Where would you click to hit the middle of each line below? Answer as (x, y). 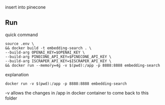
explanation (17, 74)
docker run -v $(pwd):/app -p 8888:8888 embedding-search (66, 84)
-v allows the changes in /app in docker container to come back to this (77, 93)
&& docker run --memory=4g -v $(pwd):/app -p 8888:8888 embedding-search (83, 65)
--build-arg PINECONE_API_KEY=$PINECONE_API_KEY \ (58, 56)
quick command (21, 35)
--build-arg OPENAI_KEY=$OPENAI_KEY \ (45, 52)
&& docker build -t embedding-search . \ (48, 48)
